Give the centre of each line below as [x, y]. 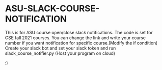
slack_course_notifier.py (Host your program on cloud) [60, 53]
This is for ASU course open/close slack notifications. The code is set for [79, 32]
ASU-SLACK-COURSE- [52, 9]
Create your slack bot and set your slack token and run [61, 48]
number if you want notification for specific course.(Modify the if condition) [81, 43]
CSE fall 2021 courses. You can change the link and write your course [75, 38]
